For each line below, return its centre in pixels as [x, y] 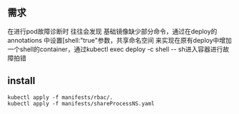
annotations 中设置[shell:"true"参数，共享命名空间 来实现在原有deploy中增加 [119, 40]
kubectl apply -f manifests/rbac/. [60, 97]
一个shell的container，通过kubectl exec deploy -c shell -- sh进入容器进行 [115, 49]
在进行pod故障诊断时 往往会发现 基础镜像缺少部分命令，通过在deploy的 [112, 31]
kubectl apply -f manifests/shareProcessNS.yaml [81, 103]
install [21, 81]
